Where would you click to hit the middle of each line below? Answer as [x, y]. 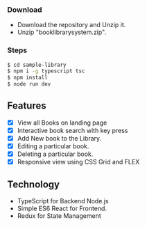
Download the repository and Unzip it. [71, 25]
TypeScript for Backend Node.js [63, 201]
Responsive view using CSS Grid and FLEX [78, 162]
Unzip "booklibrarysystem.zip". [61, 32]
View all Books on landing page [62, 123]
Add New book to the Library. [59, 139]
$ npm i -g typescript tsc [46, 71]
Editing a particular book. [53, 146]
